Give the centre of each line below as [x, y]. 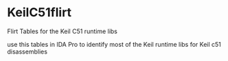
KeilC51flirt [39, 13]
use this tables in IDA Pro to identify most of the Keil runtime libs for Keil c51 [114, 44]
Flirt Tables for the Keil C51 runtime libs [62, 31]
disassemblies [27, 52]
